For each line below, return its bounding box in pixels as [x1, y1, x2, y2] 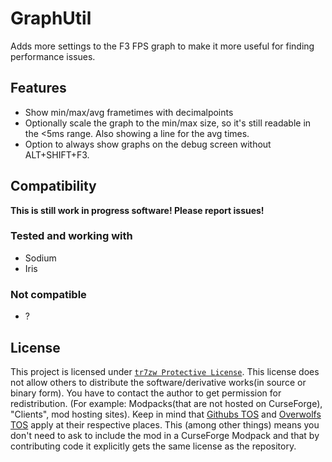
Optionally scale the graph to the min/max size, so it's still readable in [24, 117, 312, 129]
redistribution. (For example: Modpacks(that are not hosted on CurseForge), [10, 397, 323, 409]
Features [10, 80, 67, 97]
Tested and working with [10, 229, 133, 243]
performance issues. [10, 50, 96, 62]
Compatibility [10, 178, 97, 195]
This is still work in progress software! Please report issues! [10, 204, 265, 216]
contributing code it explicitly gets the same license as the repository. [10, 440, 297, 452]
